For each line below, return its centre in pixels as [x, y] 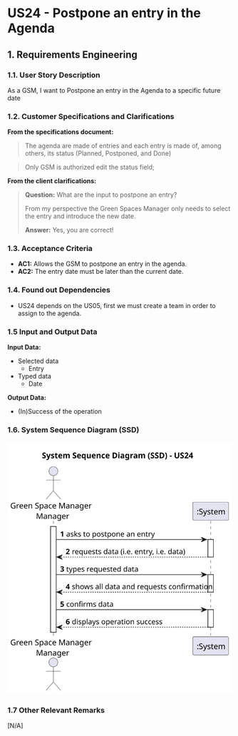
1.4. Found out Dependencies [59, 290]
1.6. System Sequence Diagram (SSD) [73, 429]
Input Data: [24, 347]
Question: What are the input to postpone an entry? [101, 195]
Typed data [35, 377]
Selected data [38, 361]
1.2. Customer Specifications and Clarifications [91, 116]
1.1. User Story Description [54, 75]
